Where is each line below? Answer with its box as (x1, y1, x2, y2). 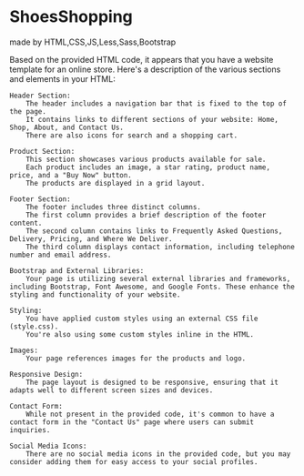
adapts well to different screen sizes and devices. (9, 385, 214, 395)
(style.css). (9, 321, 59, 331)
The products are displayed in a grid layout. (25, 178, 206, 187)
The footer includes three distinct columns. (25, 202, 202, 211)
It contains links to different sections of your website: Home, (25, 115, 279, 124)
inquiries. (9, 425, 51, 434)
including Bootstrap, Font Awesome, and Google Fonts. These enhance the (9, 282, 296, 291)
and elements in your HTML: (9, 73, 116, 84)
